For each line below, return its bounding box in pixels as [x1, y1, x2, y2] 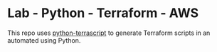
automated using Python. [7, 36, 81, 44]
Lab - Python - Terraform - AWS [7, 5, 199, 21]
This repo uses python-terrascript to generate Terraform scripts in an [7, 28, 211, 37]
